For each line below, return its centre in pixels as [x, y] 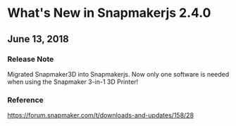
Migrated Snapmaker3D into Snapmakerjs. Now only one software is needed [118, 74]
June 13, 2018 [38, 39]
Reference [25, 100]
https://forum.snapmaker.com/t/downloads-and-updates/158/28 [101, 115]
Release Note [31, 59]
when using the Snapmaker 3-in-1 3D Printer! [73, 82]
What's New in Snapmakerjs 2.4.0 [109, 13]
